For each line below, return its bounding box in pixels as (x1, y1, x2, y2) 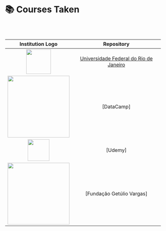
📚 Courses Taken (5, 4, 80, 15)
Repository (103, 40, 130, 47)
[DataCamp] (102, 103, 131, 110)
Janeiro (107, 61, 125, 68)
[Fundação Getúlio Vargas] (85, 190, 148, 197)
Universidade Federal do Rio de (80, 55, 153, 62)
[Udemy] (106, 147, 127, 154)
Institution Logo (19, 40, 58, 47)
